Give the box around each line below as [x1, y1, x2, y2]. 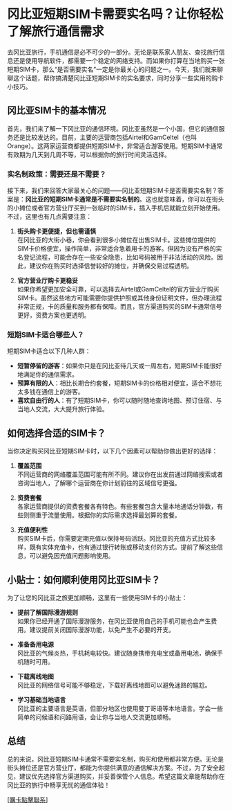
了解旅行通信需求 [7, 24, 105, 39]
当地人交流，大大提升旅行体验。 [17, 405, 108, 413]
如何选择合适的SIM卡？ [7, 427, 106, 439]
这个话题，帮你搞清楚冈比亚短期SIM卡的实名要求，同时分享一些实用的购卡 [12, 73, 224, 82]
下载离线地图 [17, 672, 54, 681]
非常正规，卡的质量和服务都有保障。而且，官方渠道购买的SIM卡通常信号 [17, 303, 222, 311]
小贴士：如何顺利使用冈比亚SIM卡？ [7, 574, 161, 586]
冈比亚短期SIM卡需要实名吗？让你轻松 [7, 6, 224, 22]
